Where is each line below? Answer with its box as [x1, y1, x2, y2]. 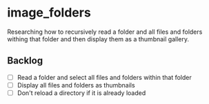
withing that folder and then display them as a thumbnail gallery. [7, 34, 190, 43]
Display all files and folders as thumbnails [17, 81, 136, 89]
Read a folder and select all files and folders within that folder [17, 73, 192, 81]
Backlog [7, 55, 43, 67]
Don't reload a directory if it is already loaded [17, 88, 146, 97]
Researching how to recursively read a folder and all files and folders [7, 28, 203, 36]
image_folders [7, 5, 91, 21]
